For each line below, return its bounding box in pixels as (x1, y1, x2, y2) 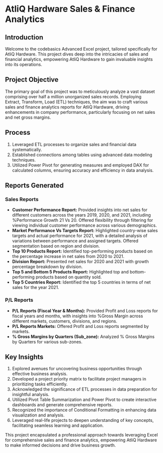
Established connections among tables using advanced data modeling (12, 152, 153, 158)
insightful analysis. (12, 392, 49, 398)
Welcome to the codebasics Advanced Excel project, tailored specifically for (5, 46, 158, 52)
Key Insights (5, 353, 44, 361)
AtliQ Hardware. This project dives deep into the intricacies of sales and (5, 51, 148, 57)
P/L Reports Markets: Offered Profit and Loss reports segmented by (12, 323, 149, 329)
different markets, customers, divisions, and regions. (12, 318, 117, 324)
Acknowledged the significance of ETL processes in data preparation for (12, 386, 158, 392)
